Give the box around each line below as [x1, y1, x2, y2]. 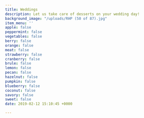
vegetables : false [5, 34, 42, 39]
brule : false [5, 61, 32, 66]
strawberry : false [5, 52, 42, 57]
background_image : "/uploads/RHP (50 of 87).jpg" [5, 16, 108, 21]
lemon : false [5, 66, 32, 71]
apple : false [5, 25, 32, 30]
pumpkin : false [5, 79, 36, 84]
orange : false [5, 43, 34, 48]
